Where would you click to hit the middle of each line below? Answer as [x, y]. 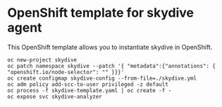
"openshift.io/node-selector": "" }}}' [66, 72]
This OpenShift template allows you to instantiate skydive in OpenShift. [110, 47]
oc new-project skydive [42, 60]
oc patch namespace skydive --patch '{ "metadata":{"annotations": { [112, 66]
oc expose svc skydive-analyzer [55, 97]
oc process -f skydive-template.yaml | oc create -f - [90, 90]
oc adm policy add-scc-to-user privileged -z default [88, 84]
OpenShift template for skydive [101, 13]
